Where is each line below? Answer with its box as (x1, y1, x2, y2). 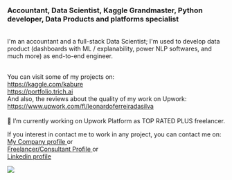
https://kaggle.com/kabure (7, 80, 84, 89)
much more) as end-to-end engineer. (7, 52, 113, 60)
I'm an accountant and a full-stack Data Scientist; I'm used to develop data (7, 37, 220, 46)
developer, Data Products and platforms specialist (7, 14, 179, 24)
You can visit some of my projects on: (7, 73, 115, 81)
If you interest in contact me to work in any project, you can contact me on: (7, 130, 222, 138)
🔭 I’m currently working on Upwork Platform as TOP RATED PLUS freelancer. (7, 117, 226, 125)
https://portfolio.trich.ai (7, 87, 73, 96)
